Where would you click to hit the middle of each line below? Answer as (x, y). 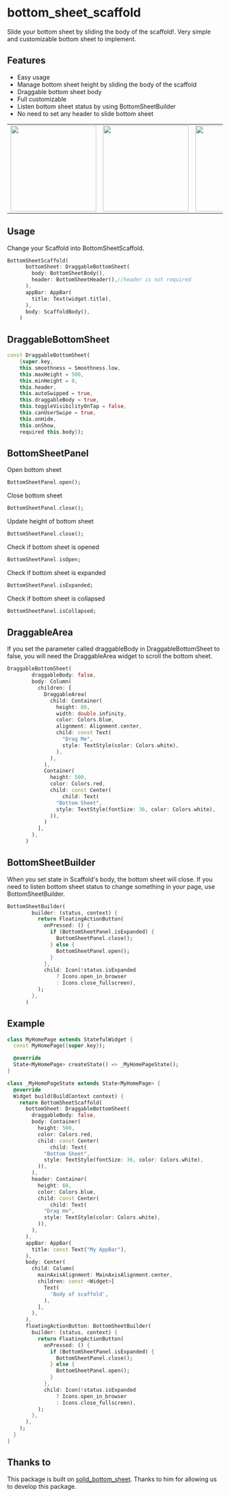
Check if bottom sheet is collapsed (56, 598)
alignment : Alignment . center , (99, 726)
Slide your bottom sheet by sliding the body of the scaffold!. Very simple (109, 32)
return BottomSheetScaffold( (61, 1103)
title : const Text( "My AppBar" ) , (79, 1249)
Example (26, 1024)
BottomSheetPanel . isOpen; (44, 559)
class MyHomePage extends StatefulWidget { (70, 1039)
